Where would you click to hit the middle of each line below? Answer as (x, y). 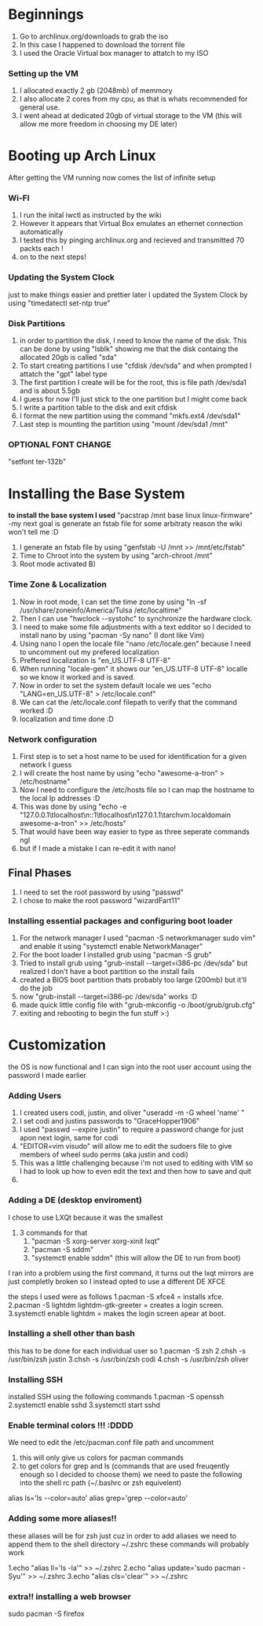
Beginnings (46, 15)
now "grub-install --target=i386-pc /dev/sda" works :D (108, 996)
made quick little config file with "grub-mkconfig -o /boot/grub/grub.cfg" (137, 1005)
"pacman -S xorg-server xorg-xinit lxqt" (96, 1241)
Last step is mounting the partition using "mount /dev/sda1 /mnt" (124, 424)
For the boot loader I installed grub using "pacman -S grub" (115, 955)
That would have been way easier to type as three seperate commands (134, 832)
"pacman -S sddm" (62, 1249)
